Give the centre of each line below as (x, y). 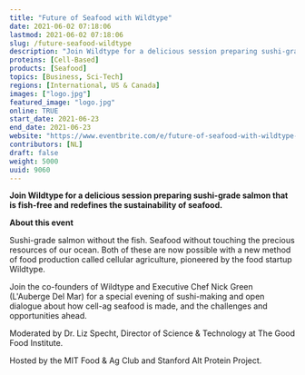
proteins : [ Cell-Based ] (54, 60)
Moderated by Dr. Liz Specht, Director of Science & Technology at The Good (152, 333)
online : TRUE (34, 111)
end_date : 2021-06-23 (50, 128)
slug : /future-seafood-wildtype (70, 43)
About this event (42, 222)
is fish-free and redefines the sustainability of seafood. (116, 205)
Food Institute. (36, 343)
